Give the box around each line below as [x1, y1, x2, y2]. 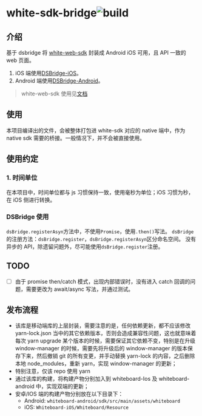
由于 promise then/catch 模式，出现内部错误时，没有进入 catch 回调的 [15, 278, 190, 285]
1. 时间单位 [6, 174, 38, 182]
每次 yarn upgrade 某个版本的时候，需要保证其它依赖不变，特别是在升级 [15, 337, 196, 344]
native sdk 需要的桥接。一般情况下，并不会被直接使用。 [6, 134, 146, 142]
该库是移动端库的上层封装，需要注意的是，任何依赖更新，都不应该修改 [15, 322, 191, 329]
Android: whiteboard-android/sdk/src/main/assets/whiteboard [24, 397, 181, 404]
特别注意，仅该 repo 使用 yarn [15, 367, 91, 375]
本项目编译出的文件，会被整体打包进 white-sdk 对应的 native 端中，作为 [6, 126, 186, 134]
